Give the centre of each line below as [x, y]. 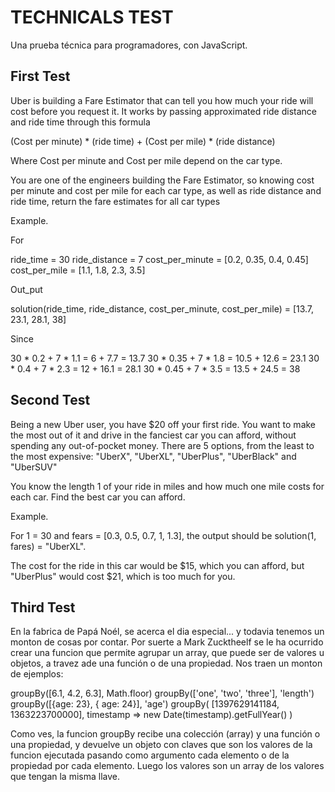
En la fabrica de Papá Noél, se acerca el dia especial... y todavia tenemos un [167, 632]
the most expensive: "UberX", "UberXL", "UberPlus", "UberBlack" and [153, 456]
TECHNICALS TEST [92, 17]
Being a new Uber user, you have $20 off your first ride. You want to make [163, 424]
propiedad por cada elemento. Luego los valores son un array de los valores [167, 766]
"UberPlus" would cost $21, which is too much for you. [123, 576]
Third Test [43, 607]
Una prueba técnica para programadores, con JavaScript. [129, 45]
